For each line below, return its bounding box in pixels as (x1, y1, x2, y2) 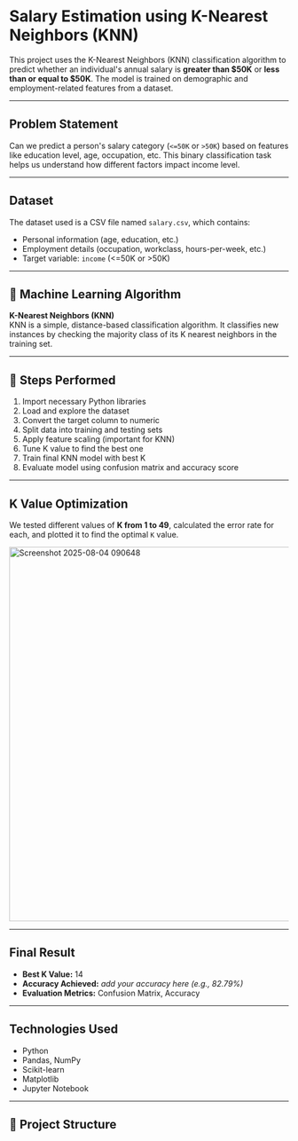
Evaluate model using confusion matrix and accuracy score (21, 462, 239, 473)
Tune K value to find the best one (21, 444, 144, 454)
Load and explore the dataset (21, 405, 130, 416)
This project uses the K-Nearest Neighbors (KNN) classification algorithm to (9, 54, 286, 65)
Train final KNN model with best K (21, 452, 146, 463)
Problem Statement (9, 117, 119, 132)
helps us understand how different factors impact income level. (9, 159, 240, 169)
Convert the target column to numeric (21, 415, 161, 426)
